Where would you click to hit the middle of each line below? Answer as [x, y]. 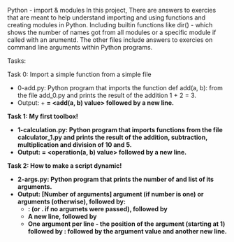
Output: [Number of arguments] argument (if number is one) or [110, 194]
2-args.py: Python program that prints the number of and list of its [116, 179]
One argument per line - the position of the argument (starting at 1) [126, 224]
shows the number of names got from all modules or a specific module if [112, 32]
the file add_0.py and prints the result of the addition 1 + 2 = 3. [107, 95]
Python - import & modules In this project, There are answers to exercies [112, 10]
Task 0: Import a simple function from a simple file [79, 74]
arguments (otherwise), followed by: [71, 201]
